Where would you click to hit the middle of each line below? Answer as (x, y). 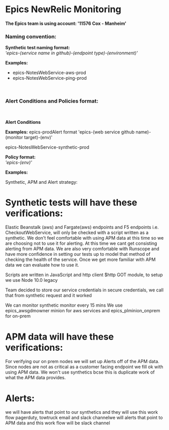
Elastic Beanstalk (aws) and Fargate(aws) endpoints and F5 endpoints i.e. (82, 227)
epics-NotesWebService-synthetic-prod (47, 147)
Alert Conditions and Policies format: (52, 101)
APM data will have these (60, 337)
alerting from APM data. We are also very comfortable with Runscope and (82, 249)
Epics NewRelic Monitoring (63, 9)
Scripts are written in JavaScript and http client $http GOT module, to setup (84, 275)
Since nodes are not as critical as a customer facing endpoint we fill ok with (84, 367)
